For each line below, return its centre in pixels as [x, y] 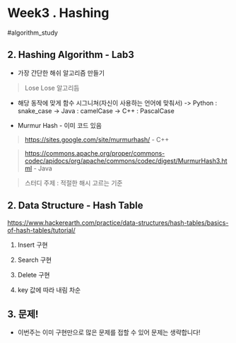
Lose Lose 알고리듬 [52, 88]
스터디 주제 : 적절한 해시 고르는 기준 [73, 182]
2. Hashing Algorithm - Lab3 [71, 55]
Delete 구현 [34, 274]
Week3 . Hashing [58, 13]
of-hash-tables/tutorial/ [41, 230]
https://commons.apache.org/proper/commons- [95, 153]
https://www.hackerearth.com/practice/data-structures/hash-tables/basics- [118, 222]
